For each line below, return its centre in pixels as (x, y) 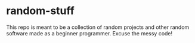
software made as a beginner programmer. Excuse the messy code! (89, 33)
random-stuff (40, 11)
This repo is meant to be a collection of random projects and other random (98, 27)
